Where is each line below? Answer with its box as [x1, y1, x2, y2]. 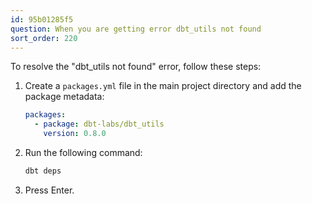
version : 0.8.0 [43, 129, 107, 139]
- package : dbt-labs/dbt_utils [34, 119, 165, 130]
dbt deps [24, 166, 62, 176]
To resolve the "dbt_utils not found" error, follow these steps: [10, 61, 262, 73]
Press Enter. [24, 184, 75, 196]
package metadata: [24, 91, 105, 103]
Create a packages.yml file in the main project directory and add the [24, 80, 302, 92]
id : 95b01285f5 [10, 14, 74, 25]
